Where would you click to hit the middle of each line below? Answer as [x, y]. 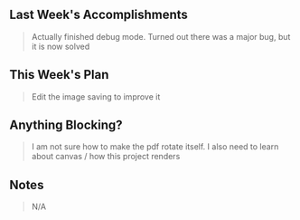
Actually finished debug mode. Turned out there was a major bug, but [161, 36]
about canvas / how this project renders [106, 157]
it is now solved [61, 46]
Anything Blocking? [66, 125]
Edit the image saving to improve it [96, 96]
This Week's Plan [59, 75]
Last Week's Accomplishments [98, 15]
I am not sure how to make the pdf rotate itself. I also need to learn [155, 147]
